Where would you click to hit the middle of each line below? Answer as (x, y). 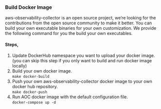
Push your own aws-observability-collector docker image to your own (82, 81)
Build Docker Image (29, 7)
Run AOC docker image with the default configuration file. (70, 97)
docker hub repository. (35, 86)
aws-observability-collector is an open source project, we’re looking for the (80, 18)
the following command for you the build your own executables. (69, 34)
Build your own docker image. (42, 71)
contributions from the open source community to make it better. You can (79, 23)
